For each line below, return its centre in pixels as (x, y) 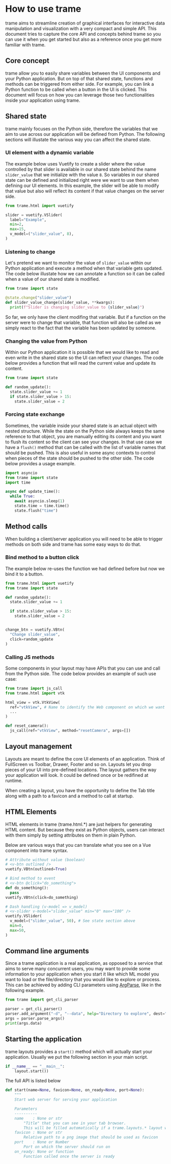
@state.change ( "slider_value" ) (38, 298)
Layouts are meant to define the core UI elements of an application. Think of (85, 758)
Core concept (27, 61)
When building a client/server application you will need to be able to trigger (84, 539)
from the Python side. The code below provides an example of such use (81, 673)
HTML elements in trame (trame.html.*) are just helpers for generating (79, 824)
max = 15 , (18, 229)
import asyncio (21, 473)
